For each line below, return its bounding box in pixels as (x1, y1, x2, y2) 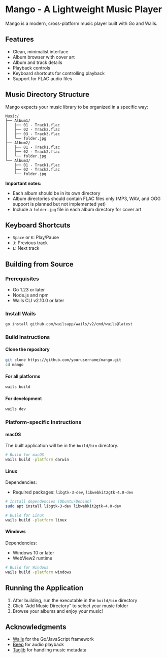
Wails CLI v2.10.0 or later (12, 298, 64, 304)
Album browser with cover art (12, 54, 75, 60)
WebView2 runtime (12, 555, 53, 562)
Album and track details (12, 59, 62, 65)
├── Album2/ (5, 140, 30, 145)
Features (5, 35, 34, 44)
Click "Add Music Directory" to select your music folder (12, 603, 128, 609)
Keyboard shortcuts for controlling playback (12, 70, 105, 76)
